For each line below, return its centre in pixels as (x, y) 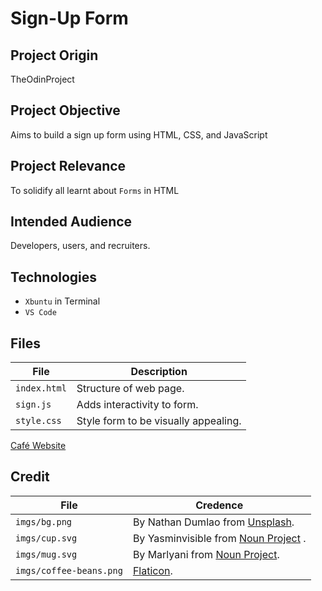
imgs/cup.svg (46, 538)
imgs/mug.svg (46, 554)
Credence (219, 505)
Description (159, 372)
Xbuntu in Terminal (62, 301)
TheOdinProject (42, 79)
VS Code (40, 313)
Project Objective (65, 110)
